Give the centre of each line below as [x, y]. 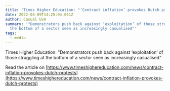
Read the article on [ [26, 67]
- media [18, 38]
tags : [11, 33]
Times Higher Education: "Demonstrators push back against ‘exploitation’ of [84, 52]
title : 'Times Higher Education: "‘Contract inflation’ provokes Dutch [82, 10]
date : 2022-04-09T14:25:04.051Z [39, 15]
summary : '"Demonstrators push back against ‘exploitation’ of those [80, 24]
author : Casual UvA [26, 19]
